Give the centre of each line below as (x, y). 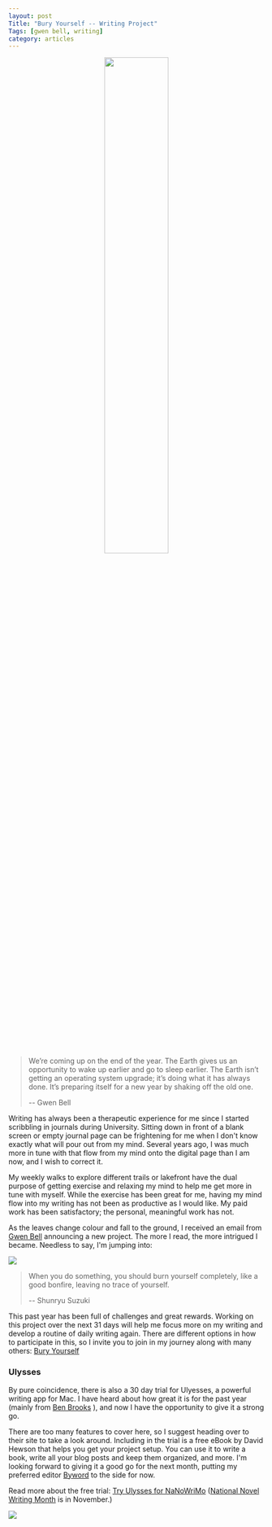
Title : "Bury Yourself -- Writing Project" (83, 24)
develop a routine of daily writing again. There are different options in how (132, 1334)
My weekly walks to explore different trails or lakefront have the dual (123, 1178)
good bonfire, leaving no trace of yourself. (99, 1285)
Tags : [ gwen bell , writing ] (56, 31)
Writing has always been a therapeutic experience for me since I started (129, 1118)
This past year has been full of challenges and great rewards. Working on (131, 1316)
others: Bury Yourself (44, 1351)
